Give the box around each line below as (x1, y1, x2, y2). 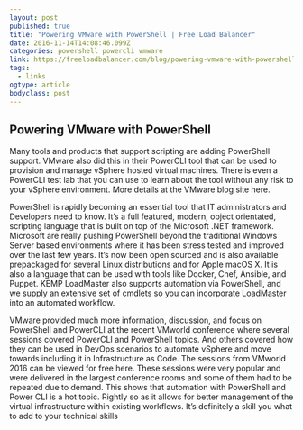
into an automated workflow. (9, 297, 115, 308)
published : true (9, 22, 70, 31)
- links (17, 72, 47, 81)
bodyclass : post (9, 88, 70, 97)
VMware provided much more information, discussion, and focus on (9, 315, 262, 325)
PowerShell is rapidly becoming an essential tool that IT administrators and (9, 202, 287, 213)
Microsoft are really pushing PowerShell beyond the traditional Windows (9, 231, 278, 242)
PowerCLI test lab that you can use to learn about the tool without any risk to (9, 175, 294, 186)
